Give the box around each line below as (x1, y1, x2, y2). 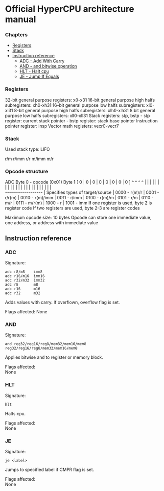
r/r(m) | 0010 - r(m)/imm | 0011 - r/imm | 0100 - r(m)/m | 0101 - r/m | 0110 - (5, 195, 154, 201)
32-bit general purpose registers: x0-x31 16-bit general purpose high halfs (5, 97, 155, 103)
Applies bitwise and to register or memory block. (5, 354, 104, 360)
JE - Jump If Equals (19, 73, 60, 79)
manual (5, 14, 36, 25)
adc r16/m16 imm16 (5, 274, 45, 279)
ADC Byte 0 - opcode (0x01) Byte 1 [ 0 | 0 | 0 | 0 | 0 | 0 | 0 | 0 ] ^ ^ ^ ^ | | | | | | (5, 179, 160, 185)
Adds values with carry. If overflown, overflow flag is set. (5, 300, 120, 305)
